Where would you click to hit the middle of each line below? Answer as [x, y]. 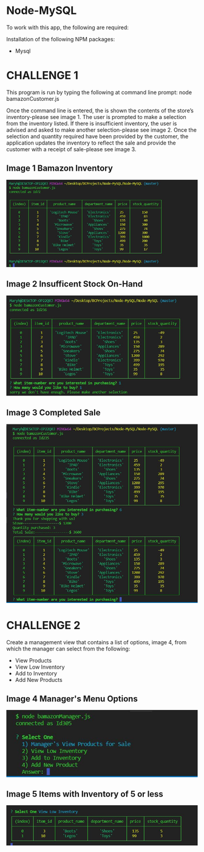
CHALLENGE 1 [42, 76]
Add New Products [39, 680]
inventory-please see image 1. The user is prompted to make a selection [96, 117]
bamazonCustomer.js [33, 98]
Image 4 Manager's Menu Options [72, 699]
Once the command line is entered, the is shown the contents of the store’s [100, 111]
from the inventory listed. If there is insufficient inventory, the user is [92, 123]
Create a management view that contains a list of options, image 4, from [97, 642]
